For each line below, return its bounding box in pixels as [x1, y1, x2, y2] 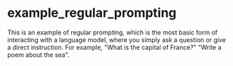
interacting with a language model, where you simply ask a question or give [7, 35, 227, 44]
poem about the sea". [7, 51, 70, 59]
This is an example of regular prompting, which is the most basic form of [7, 28, 218, 37]
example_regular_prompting [7, 5, 177, 21]
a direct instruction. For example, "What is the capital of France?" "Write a [7, 43, 222, 51]
